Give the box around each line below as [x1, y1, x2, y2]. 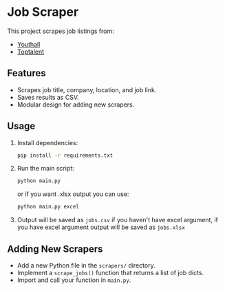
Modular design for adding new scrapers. [17, 100, 135, 109]
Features [7, 67, 46, 79]
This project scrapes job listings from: [7, 27, 115, 35]
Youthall [17, 40, 41, 48]
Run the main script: [17, 164, 74, 173]
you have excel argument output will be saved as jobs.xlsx [17, 223, 186, 231]
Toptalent [17, 47, 45, 56]
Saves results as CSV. [17, 93, 79, 101]
